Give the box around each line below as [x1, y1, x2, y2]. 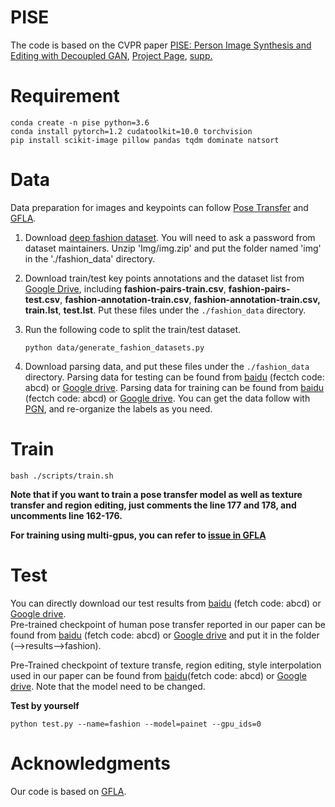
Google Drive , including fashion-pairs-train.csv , [24, 282, 227, 295]
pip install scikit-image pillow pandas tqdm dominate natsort [10, 135, 280, 145]
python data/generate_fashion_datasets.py [24, 342, 205, 353]
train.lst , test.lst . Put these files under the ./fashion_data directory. [24, 304, 307, 316]
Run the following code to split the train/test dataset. [24, 323, 242, 335]
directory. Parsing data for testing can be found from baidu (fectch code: [24, 371, 325, 383]
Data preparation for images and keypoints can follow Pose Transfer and [10, 201, 309, 213]
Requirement [10, 85, 120, 108]
